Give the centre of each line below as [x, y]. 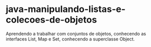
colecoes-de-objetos [51, 20]
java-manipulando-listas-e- [66, 9]
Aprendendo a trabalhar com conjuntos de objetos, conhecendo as [76, 33]
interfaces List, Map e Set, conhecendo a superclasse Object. [70, 39]
